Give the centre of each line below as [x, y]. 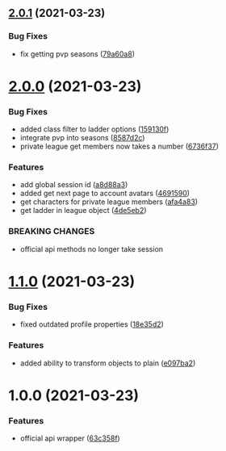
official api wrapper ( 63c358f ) [70, 438]
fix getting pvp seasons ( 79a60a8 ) [77, 54]
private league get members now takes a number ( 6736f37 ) [119, 146]
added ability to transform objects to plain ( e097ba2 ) [108, 363]
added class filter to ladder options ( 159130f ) [94, 129]
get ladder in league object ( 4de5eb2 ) [83, 211]
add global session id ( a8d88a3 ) [74, 185]
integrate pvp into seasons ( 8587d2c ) [82, 138]
